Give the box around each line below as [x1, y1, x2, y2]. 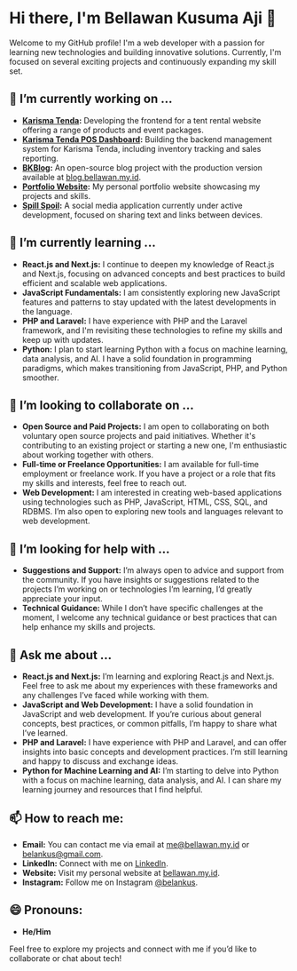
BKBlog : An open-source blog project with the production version [21, 162, 263, 172]
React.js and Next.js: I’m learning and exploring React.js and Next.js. [21, 671, 275, 681]
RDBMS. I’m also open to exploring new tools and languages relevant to [21, 506, 284, 517]
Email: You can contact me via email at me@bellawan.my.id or [21, 839, 250, 849]
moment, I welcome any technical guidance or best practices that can [21, 612, 277, 623]
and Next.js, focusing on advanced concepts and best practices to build [21, 268, 285, 279]
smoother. [21, 372, 59, 383]
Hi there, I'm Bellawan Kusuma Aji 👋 [9, 8, 277, 28]
